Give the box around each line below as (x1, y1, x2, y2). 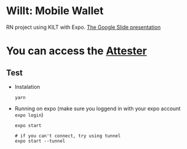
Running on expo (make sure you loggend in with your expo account (14, 105, 181, 112)
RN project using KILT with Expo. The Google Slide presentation (6, 24, 161, 31)
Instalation (14, 83, 40, 90)
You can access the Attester (6, 44, 147, 58)
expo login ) (14, 111, 44, 118)
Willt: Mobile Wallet (6, 4, 104, 18)
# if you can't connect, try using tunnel (14, 133, 121, 139)
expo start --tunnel (14, 138, 65, 144)
